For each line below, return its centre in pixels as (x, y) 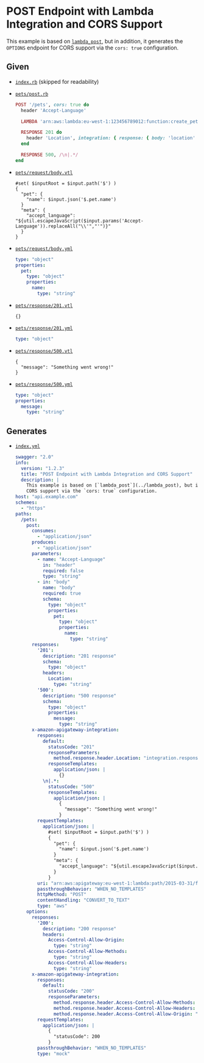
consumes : (44, 531)
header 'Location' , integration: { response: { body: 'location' (111, 138)
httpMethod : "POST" (62, 895)
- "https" (33, 508)
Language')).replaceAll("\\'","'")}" (63, 226)
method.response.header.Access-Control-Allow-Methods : (125, 1003)
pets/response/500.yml (44, 384)
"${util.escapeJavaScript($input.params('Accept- (79, 221)
